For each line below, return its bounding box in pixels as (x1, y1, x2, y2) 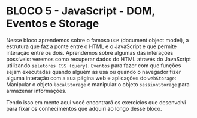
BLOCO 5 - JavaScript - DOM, (6, 4, 156, 18)
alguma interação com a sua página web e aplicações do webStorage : (6, 74, 177, 82)
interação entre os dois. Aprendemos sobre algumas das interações (6, 49, 174, 56)
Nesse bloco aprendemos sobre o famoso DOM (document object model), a (6, 36, 189, 44)
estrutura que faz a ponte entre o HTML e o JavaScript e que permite (6, 43, 177, 50)
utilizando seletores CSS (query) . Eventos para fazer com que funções (6, 61, 181, 69)
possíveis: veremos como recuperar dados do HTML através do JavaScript (6, 55, 192, 63)
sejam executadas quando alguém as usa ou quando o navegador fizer (6, 68, 181, 75)
